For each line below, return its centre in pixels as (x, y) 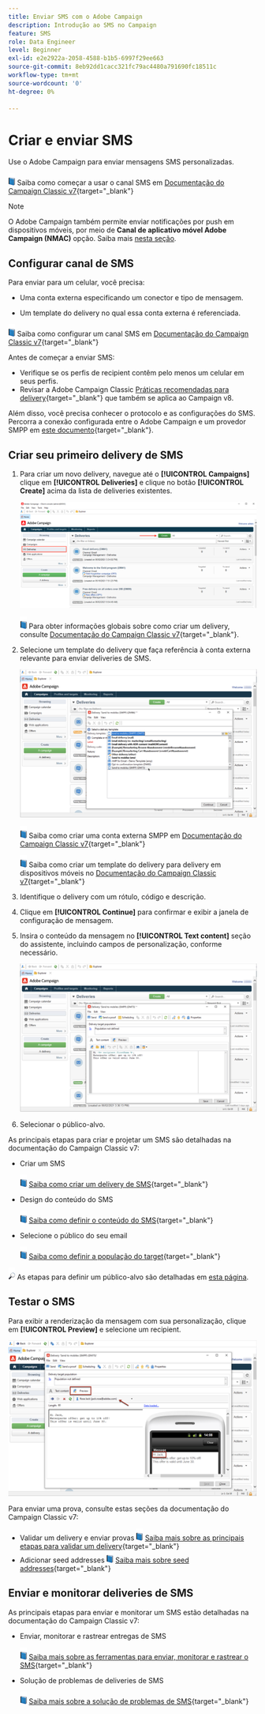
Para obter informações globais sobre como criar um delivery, (129, 626)
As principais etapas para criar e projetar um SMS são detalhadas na (120, 1140)
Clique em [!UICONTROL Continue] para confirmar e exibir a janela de (134, 912)
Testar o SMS (42, 1302)
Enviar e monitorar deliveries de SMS (101, 1593)
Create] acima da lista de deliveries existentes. (96, 491)
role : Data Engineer (42, 42)
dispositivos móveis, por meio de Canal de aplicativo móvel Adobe (118, 230)
